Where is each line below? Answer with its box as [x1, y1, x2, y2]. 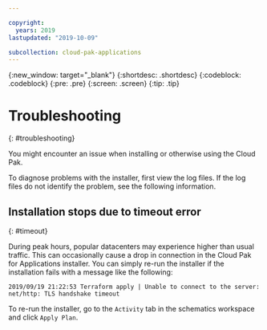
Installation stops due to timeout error [8, 205, 202, 218]
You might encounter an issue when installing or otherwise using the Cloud [8, 149, 256, 159]
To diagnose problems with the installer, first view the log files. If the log [8, 173, 246, 183]
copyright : [8, 18, 45, 26]
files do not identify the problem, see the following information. [8, 181, 216, 191]
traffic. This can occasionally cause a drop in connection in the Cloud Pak [8, 251, 252, 259]
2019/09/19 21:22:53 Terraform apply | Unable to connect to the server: [8, 283, 261, 291]
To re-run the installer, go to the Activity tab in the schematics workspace [8, 304, 255, 313]
